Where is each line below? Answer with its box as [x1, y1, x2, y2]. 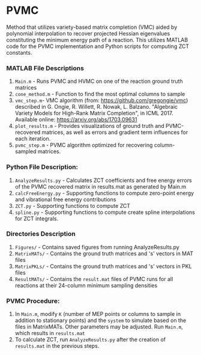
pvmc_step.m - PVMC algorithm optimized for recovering [14, 142, 153, 149]
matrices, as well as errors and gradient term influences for [41, 129, 188, 136]
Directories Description [6, 229, 76, 238]
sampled [14, 148, 37, 155]
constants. [6, 49, 32, 56]
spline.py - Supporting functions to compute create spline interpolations [14, 208, 195, 216]
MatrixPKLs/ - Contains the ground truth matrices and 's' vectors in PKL [14, 262, 192, 270]
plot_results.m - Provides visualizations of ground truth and [14, 123, 165, 130]
